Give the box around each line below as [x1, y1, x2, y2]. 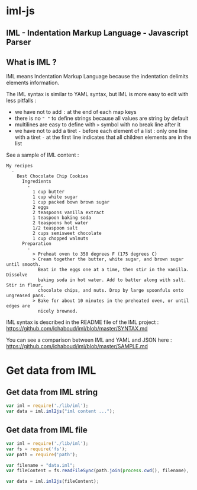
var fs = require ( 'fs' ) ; [6, 446, 67, 452]
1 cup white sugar [32, 194, 78, 200]
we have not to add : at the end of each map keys [14, 109, 137, 116]
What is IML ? [6, 57, 57, 67]
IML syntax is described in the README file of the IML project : [6, 319, 159, 326]
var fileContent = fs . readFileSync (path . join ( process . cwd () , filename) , [6, 467, 189, 474]
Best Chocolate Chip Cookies [17, 173, 89, 179]
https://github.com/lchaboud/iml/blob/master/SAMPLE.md [6, 343, 148, 350]
